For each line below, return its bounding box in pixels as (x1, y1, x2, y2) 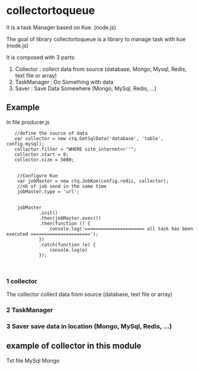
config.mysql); (6, 141, 45, 147)
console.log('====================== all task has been (49, 226, 194, 232)
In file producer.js (6, 118, 50, 126)
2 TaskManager (6, 306, 53, 314)
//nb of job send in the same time (17, 183, 107, 189)
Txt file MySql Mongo (6, 357, 60, 364)
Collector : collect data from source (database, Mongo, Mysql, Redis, (15, 65, 187, 73)
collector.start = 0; (14, 151, 69, 158)
